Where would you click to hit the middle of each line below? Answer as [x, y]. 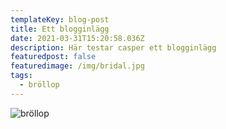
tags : [21, 76]
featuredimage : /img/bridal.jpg [77, 66]
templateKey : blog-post [60, 19]
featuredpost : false [53, 57]
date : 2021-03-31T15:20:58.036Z [77, 38]
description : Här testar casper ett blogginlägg [113, 47]
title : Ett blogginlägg [60, 29]
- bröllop [39, 85]
